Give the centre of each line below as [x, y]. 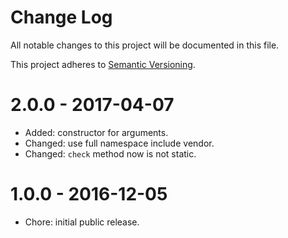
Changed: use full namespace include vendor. [119, 143]
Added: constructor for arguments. [96, 132]
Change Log [61, 17]
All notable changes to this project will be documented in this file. [145, 45]
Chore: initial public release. [82, 222]
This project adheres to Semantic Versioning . [103, 64]
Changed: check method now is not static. [110, 153]
